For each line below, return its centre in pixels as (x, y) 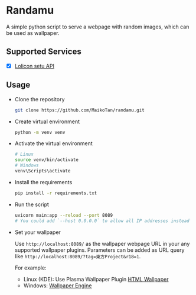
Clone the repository (40, 99)
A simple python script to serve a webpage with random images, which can (98, 27)
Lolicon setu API (35, 66)
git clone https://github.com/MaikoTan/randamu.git (79, 110)
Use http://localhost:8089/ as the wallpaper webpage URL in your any (102, 243)
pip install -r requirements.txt (56, 193)
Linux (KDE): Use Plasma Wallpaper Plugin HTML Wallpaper (96, 279)
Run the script (32, 204)
